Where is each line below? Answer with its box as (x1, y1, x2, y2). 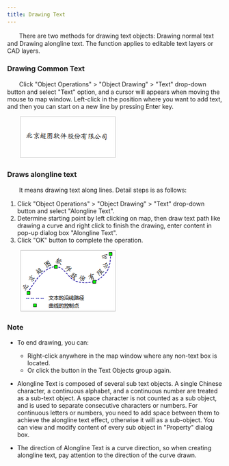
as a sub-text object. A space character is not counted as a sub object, (16, 394, 217, 402)
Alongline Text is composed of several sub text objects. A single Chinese (16, 379, 222, 387)
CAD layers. (7, 47, 41, 55)
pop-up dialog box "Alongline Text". (16, 229, 118, 237)
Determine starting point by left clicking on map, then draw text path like (16, 214, 221, 223)
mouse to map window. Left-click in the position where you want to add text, (7, 95, 222, 103)
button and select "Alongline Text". (16, 207, 115, 215)
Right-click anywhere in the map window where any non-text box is (27, 352, 217, 360)
